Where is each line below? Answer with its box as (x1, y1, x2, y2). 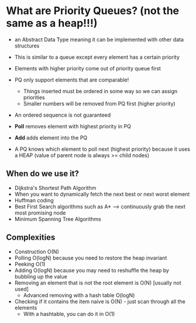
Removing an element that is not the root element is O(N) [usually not (14, 279, 181, 286)
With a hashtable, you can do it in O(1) (23, 310, 115, 317)
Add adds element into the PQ (14, 134, 88, 141)
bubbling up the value (14, 273, 67, 280)
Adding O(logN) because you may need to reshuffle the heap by (14, 267, 170, 274)
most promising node (14, 209, 66, 216)
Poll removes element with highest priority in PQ (14, 123, 132, 130)
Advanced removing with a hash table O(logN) (23, 291, 135, 298)
